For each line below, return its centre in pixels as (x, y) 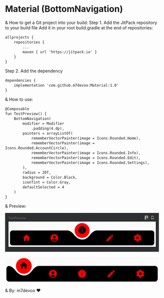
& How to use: (19, 99)
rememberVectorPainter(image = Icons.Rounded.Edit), (86, 158)
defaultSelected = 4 (43, 187)
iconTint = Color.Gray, (47, 182)
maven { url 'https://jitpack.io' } (60, 52)
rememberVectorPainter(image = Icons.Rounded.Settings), (90, 162)
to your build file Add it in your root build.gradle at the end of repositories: (79, 27)
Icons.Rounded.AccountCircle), (37, 148)
